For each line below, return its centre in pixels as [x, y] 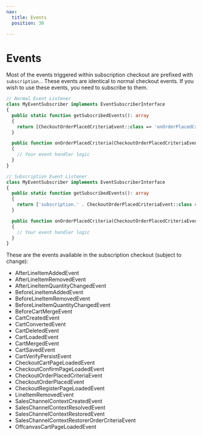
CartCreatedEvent [37, 318]
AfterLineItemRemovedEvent [50, 280]
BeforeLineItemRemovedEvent [52, 299]
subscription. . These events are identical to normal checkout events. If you [100, 81]
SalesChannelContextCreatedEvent [59, 401]
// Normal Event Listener [38, 99]
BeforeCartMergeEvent [44, 312]
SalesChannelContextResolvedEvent [60, 408]
